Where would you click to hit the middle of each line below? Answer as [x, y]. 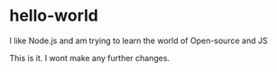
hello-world [54, 16]
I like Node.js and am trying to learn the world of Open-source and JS [138, 40]
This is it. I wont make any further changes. [89, 58]
